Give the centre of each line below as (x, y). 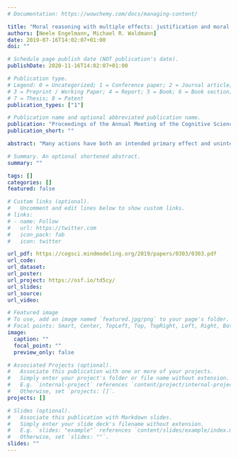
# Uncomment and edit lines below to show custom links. (96, 208)
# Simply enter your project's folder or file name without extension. (119, 378)
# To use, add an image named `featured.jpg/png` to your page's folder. (119, 319)
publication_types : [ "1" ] (45, 105)
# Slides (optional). (39, 411)
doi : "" (19, 47)
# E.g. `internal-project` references (68, 385)
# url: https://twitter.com (52, 228)
